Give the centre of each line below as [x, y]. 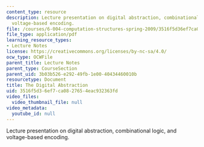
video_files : [23, 97]
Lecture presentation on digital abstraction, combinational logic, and [92, 131]
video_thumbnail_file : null [47, 102]
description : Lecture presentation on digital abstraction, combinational [103, 18]
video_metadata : [27, 108]
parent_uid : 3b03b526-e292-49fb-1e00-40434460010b [72, 74]
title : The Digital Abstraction [47, 86]
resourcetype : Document [36, 80]
